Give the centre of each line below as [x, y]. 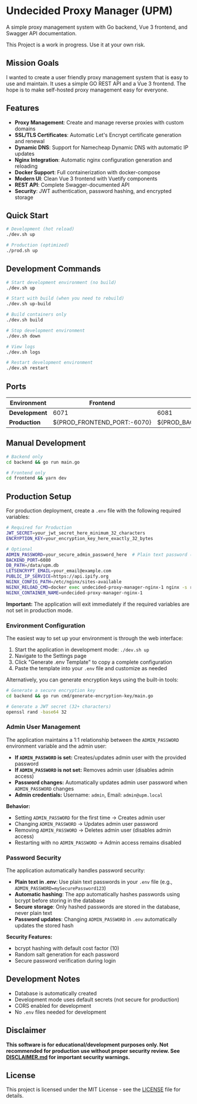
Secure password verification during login [65, 961]
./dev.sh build [25, 320]
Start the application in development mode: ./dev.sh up [82, 649]
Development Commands [54, 269]
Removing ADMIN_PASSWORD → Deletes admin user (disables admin [93, 830]
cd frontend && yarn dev [36, 478]
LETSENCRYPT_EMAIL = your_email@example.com [59, 571]
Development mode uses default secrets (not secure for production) [97, 1000]
